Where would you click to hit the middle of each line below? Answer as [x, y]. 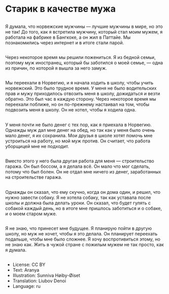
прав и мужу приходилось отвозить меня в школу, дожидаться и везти [83, 94]
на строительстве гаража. [34, 177]
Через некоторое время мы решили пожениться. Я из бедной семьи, [80, 57]
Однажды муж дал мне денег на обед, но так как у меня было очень [80, 130]
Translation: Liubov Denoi [39, 281]
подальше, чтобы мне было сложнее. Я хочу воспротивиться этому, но [83, 239]
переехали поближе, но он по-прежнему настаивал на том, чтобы [77, 104]
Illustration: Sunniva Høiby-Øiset [46, 276]
